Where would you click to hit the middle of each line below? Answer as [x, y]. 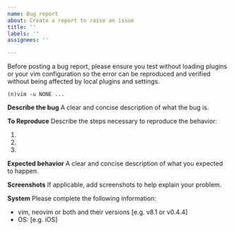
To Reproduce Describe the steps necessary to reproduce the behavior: [112, 122]
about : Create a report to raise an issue [71, 20]
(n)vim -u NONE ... [36, 95]
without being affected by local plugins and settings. [84, 81]
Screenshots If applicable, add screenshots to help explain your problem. [115, 185]
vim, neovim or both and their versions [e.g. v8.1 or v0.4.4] [103, 212]
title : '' [22, 27]
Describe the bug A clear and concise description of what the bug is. [108, 107]
